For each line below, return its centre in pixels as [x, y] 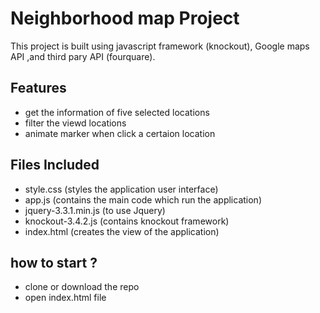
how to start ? [54, 262]
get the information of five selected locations [117, 112]
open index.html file [65, 298]
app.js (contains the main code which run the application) [143, 199]
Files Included [55, 165]
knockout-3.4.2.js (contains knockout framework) [127, 221]
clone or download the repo [82, 287]
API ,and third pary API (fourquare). [83, 56]
